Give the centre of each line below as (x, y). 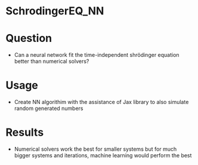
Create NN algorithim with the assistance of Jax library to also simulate (101, 102)
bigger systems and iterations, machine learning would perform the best (103, 155)
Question (29, 39)
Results (25, 132)
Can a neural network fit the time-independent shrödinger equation (97, 55)
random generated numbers (49, 108)
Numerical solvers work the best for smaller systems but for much (95, 149)
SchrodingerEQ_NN (55, 11)
